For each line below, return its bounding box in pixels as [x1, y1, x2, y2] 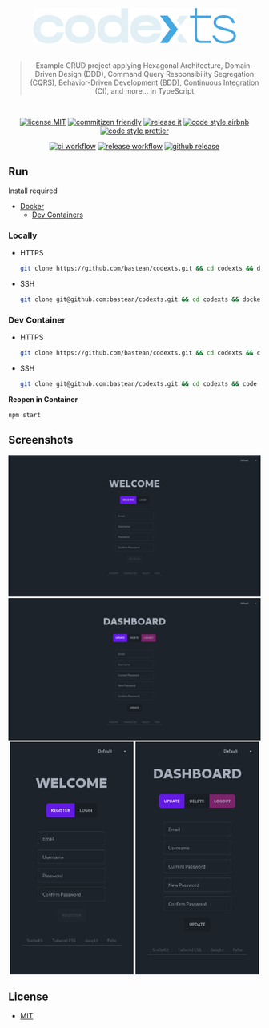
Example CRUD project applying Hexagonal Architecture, [35, 61, 223, 70]
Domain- [224, 61, 254, 70]
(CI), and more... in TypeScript [94, 86, 195, 96]
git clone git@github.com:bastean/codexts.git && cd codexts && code [19, 380, 258, 388]
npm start [8, 412, 42, 420]
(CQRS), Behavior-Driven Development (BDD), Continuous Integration [30, 78, 259, 87]
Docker [19, 202, 45, 211]
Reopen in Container [8, 395, 78, 404]
